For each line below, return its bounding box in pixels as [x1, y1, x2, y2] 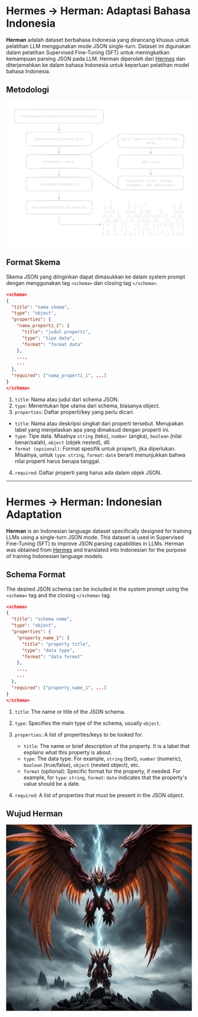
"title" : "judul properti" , [21, 329, 91, 335]
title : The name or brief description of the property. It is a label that [23, 742, 190, 749]
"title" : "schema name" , [11, 616, 72, 622]
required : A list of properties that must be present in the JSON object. [14, 791, 184, 799]
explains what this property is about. [23, 749, 112, 756]
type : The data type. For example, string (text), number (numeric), [23, 755, 183, 762]
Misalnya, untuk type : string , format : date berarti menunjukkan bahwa [14, 451, 186, 458]
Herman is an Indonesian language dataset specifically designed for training [6, 527, 192, 535]
